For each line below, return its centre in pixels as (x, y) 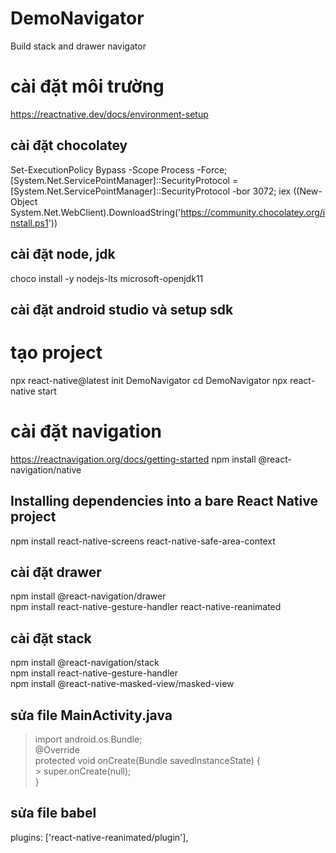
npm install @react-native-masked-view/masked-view (122, 684)
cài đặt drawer (56, 572)
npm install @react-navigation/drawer (88, 596)
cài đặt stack (51, 638)
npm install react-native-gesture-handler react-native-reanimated (146, 607)
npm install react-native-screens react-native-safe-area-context (143, 541)
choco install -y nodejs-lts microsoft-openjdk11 (107, 278)
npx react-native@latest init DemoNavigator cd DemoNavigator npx (149, 380)
